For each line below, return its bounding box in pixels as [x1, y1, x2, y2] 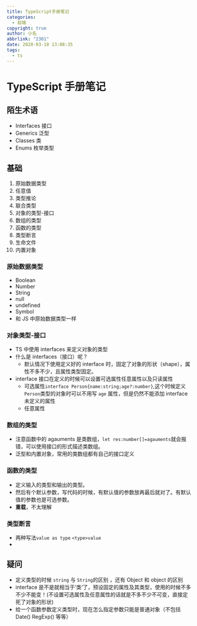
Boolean [15, 276, 36, 284]
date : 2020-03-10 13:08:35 [6, 42, 73, 48]
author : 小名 [6, 31, 37, 37]
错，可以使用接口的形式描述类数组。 [15, 443, 104, 450]
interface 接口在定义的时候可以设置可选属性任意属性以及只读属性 [15, 375, 173, 382]
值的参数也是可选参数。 [15, 496, 73, 503]
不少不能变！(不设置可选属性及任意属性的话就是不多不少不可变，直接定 [15, 591, 188, 598]
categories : [6, 14, 36, 20]
